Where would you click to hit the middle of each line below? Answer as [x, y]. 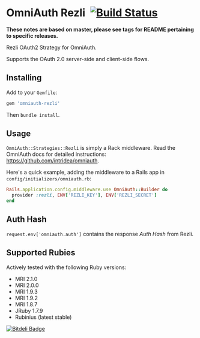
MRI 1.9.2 [26, 298]
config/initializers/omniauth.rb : [49, 179]
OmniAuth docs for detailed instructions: [56, 154]
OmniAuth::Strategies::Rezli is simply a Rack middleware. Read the [91, 148]
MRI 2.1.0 [26, 279]
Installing [24, 78]
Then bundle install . [33, 114]
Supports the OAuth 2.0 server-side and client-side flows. [78, 59]
